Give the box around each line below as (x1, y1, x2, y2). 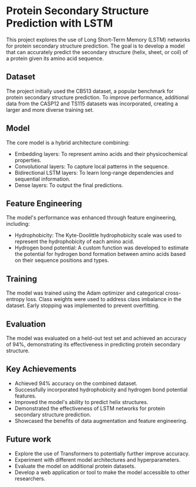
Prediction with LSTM (6, 16, 113, 30)
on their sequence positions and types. (14, 257, 110, 264)
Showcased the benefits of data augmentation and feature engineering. (14, 417, 188, 424)
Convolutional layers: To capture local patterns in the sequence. (14, 163, 169, 170)
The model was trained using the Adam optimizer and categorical (6, 289, 164, 296)
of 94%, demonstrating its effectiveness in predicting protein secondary (6, 341, 181, 348)
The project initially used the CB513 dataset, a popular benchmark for (6, 87, 174, 95)
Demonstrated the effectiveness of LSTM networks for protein (14, 405, 165, 412)
